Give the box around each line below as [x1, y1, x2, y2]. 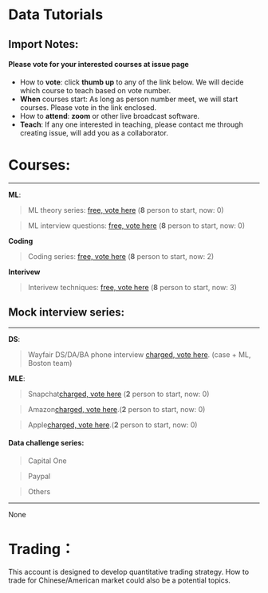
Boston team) [27, 358, 73, 367]
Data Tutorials [8, 6, 104, 24]
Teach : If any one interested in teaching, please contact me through [19, 120, 243, 129]
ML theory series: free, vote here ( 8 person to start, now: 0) [27, 205, 225, 214]
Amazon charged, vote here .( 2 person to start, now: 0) [27, 404, 206, 414]
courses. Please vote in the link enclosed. [19, 102, 157, 112]
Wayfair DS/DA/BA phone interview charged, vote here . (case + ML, [27, 349, 251, 359]
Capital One [27, 456, 67, 465]
